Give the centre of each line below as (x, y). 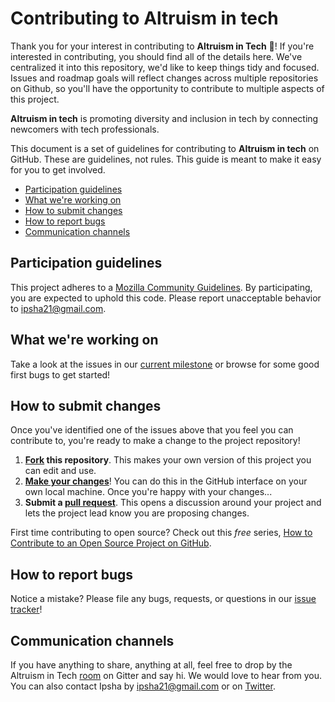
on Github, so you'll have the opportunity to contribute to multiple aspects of (167, 88)
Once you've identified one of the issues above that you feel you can (152, 430)
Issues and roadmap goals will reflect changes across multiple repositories (164, 78)
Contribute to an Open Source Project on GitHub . (111, 543)
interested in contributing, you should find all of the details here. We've (156, 56)
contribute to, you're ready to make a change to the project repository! (155, 441)
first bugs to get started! (60, 374)
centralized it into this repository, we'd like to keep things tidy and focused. (165, 67)
